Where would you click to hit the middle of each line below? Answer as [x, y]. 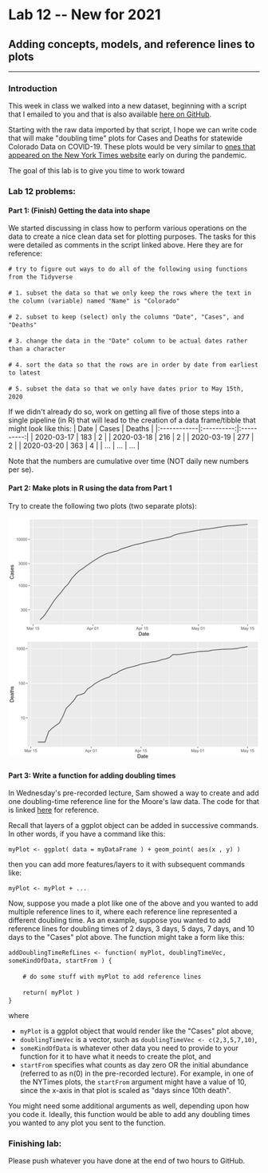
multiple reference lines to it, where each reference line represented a [123, 912]
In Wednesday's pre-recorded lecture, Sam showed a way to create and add [134, 793]
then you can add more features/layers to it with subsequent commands [127, 865]
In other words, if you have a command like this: [87, 834]
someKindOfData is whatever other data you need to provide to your [129, 1048]
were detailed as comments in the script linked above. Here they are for [126, 245]
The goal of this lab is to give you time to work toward [97, 171]
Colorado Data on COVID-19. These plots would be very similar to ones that [132, 147]
